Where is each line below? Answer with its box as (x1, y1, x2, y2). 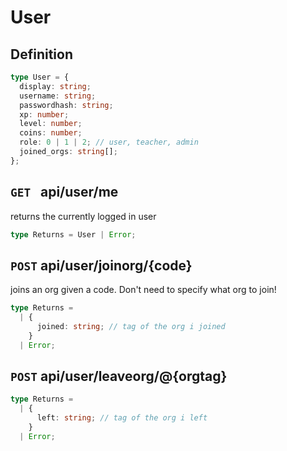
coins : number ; (19, 128, 83, 138)
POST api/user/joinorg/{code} (10, 257, 193, 274)
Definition (10, 46, 73, 63)
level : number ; (19, 119, 83, 129)
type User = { (10, 72, 70, 82)
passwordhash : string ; (19, 100, 114, 110)
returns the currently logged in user (10, 210, 157, 222)
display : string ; (19, 81, 92, 91)
